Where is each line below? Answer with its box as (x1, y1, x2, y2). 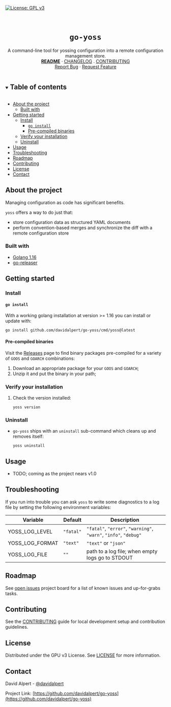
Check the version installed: (12, 394, 71, 401)
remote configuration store (12, 230, 69, 236)
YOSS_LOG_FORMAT (8, 540, 59, 547)
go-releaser (12, 260, 38, 266)
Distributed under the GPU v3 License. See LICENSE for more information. (5, 652, 161, 659)
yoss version (12, 405, 41, 410)
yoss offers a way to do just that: (5, 209, 73, 215)
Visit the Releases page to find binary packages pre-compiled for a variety (5, 350, 162, 356)
